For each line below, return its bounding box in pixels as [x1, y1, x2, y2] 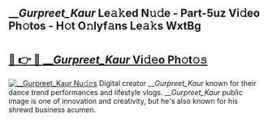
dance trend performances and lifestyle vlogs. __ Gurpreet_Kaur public [8, 88, 244, 97]
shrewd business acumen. [8, 105, 96, 115]
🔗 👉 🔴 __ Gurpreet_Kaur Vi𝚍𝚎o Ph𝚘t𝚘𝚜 [8, 53, 208, 67]
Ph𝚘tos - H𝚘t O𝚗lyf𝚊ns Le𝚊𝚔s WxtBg [8, 19, 201, 33]
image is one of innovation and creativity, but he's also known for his [8, 97, 238, 106]
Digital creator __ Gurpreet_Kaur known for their [98, 79, 257, 88]
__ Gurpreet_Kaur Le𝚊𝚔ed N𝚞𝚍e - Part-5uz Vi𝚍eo [8, 6, 261, 20]
